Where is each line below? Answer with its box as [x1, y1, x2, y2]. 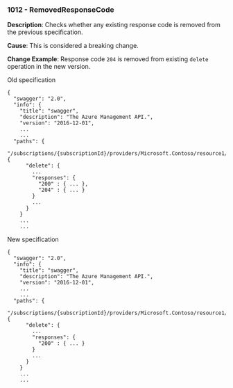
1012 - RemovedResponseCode [7, 5, 114, 15]
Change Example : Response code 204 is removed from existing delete [7, 55, 209, 63]
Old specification [7, 76, 56, 84]
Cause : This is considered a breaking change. [7, 42, 139, 50]
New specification [7, 235, 59, 244]
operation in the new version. [7, 63, 91, 71]
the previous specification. [7, 28, 83, 36]
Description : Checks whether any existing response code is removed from [7, 21, 221, 29]
